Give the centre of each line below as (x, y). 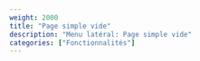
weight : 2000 (34, 17)
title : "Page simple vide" (60, 26)
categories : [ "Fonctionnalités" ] (72, 43)
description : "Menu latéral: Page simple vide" (101, 34)
